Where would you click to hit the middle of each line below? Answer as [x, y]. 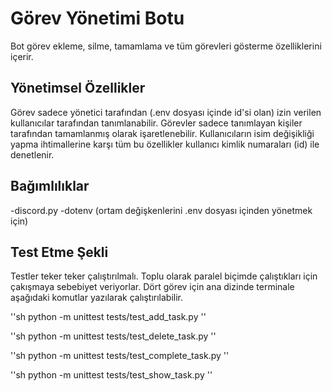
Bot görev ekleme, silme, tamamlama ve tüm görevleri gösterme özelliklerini [166, 46]
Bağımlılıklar [50, 186]
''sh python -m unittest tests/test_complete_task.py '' [120, 356]
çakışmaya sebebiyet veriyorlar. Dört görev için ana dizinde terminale [152, 287]
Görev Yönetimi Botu [97, 18]
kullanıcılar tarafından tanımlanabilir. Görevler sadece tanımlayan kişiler [156, 123]
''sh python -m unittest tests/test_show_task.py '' [111, 375]
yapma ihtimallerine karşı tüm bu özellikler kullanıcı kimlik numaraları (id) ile [165, 144]
